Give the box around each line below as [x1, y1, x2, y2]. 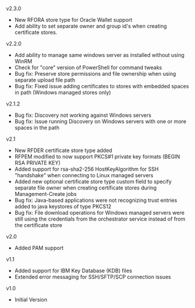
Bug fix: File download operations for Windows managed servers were [14, 209, 184, 216]
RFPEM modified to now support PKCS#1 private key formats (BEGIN [14, 153, 180, 160]
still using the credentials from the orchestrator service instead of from [14, 215, 186, 222]
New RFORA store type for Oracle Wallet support [14, 16, 133, 23]
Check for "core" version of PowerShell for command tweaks [14, 64, 162, 71]
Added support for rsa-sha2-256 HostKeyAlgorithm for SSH [14, 165, 159, 172]
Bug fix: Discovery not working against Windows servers [14, 111, 152, 119]
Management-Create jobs [14, 191, 77, 197]
